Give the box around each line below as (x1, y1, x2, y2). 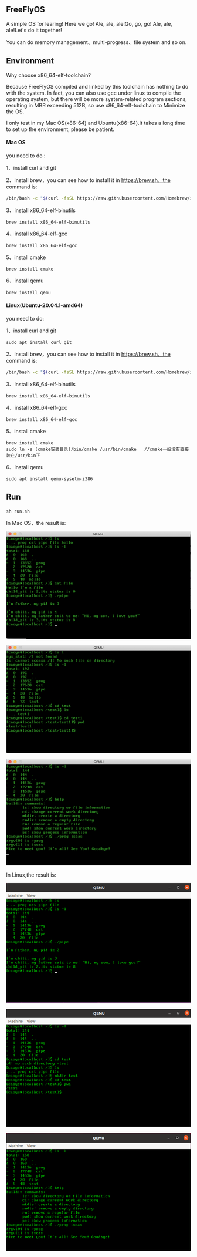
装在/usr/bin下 (6, 452, 40, 459)
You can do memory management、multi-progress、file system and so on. (6, 38, 187, 46)
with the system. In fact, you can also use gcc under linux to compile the (6, 89, 181, 96)
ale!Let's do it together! (6, 26, 63, 33)
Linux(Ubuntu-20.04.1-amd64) (6, 302, 83, 309)
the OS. (6, 108, 25, 115)
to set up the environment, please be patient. (6, 126, 114, 133)
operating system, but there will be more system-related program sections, (6, 95, 188, 102)
